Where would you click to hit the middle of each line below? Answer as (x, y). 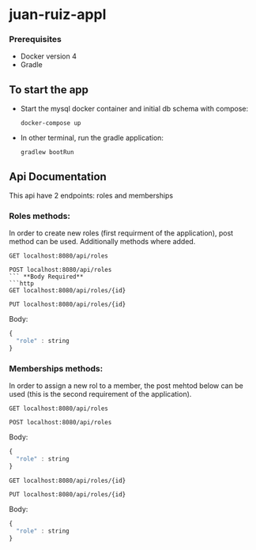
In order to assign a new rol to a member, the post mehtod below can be (126, 386)
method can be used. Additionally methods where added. (102, 242)
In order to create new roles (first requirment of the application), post (121, 233)
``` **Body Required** (46, 277)
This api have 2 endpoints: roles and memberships (91, 196)
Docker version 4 (49, 56)
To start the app (49, 90)
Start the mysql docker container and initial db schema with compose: (134, 109)
